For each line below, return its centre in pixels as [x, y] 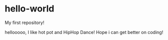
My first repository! [25, 22]
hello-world [30, 9]
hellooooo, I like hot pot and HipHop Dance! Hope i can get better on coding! [84, 32]
